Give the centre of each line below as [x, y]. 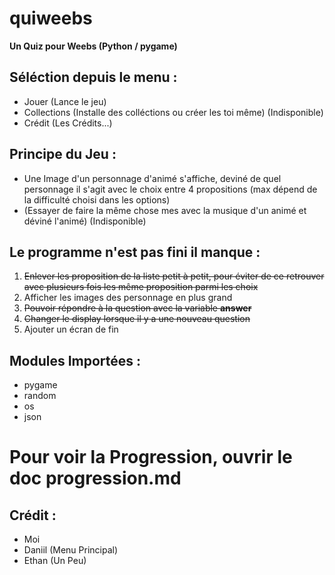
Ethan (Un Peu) [55, 561]
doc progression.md [95, 478]
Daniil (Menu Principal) [71, 550]
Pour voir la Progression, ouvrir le [151, 457]
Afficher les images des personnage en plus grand [128, 298]
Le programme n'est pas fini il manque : [135, 252]
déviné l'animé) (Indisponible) [85, 221]
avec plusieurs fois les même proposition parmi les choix [141, 287]
